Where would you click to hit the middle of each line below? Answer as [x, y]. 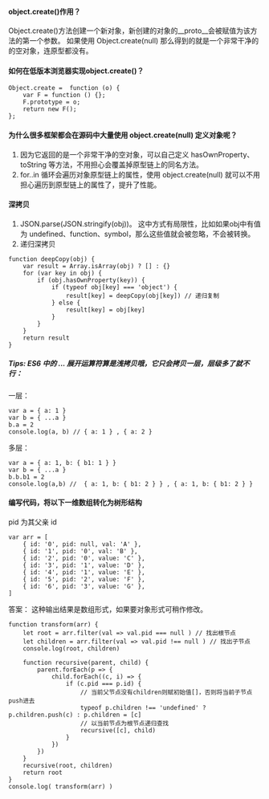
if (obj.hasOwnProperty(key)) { [92, 280]
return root [43, 773]
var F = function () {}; [64, 96]
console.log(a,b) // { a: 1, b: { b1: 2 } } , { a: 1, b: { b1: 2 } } [130, 484]
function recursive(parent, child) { [86, 662]
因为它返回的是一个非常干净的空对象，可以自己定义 [104, 154]
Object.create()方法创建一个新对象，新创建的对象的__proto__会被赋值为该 [129, 31]
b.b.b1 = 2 [26, 477]
